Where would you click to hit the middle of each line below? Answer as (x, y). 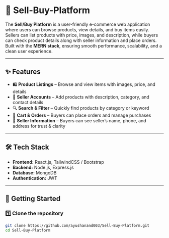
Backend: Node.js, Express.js (43, 167)
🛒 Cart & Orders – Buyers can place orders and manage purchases (82, 115)
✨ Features (23, 72)
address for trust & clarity (39, 126)
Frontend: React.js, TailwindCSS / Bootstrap (58, 162)
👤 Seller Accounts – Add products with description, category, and (81, 97)
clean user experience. (29, 51)
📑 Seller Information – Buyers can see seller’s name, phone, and (79, 120)
